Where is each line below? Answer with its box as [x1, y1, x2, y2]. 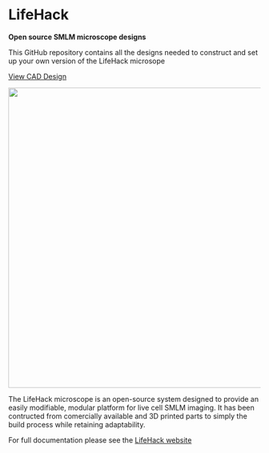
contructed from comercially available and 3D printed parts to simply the [8, 411, 248, 421]
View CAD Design [8, 71, 66, 81]
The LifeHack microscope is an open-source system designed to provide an [8, 394, 259, 403]
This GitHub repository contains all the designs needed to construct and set [8, 47, 259, 57]
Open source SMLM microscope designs [8, 32, 147, 42]
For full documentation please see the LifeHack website [8, 435, 192, 445]
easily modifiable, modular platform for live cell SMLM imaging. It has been [8, 403, 255, 412]
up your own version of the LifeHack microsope [8, 56, 166, 66]
